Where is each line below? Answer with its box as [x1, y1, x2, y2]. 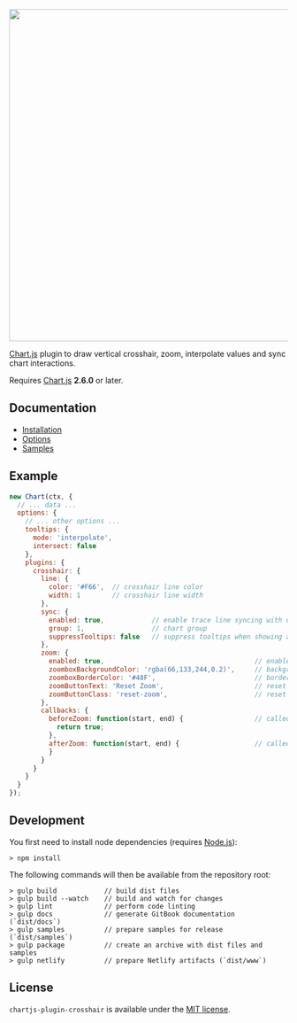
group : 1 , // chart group [48, 624, 208, 632]
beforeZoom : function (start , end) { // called [48, 715, 291, 724]
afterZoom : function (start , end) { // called [48, 739, 291, 748]
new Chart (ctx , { [9, 492, 73, 501]
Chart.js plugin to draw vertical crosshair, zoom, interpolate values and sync [9, 349, 286, 359]
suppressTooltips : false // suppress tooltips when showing [48, 632, 283, 641]
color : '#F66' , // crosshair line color [48, 583, 203, 592]
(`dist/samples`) [9, 933, 73, 942]
